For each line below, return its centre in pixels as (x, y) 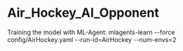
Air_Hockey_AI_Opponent (83, 13)
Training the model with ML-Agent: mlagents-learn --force (91, 32)
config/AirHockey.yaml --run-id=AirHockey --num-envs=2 (92, 39)
